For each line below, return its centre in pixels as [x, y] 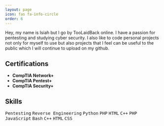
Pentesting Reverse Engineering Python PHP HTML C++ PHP [71, 113]
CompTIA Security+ [33, 86]
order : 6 [14, 19]
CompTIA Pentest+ [32, 81]
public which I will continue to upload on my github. [57, 48]
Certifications [27, 63]
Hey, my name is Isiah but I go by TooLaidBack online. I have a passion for [80, 33]
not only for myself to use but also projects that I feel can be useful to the [80, 43]
